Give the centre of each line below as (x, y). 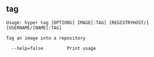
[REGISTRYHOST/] (129, 22)
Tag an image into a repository (46, 38)
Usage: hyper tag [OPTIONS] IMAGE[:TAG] (57, 22)
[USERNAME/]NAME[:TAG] (34, 28)
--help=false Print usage (54, 48)
